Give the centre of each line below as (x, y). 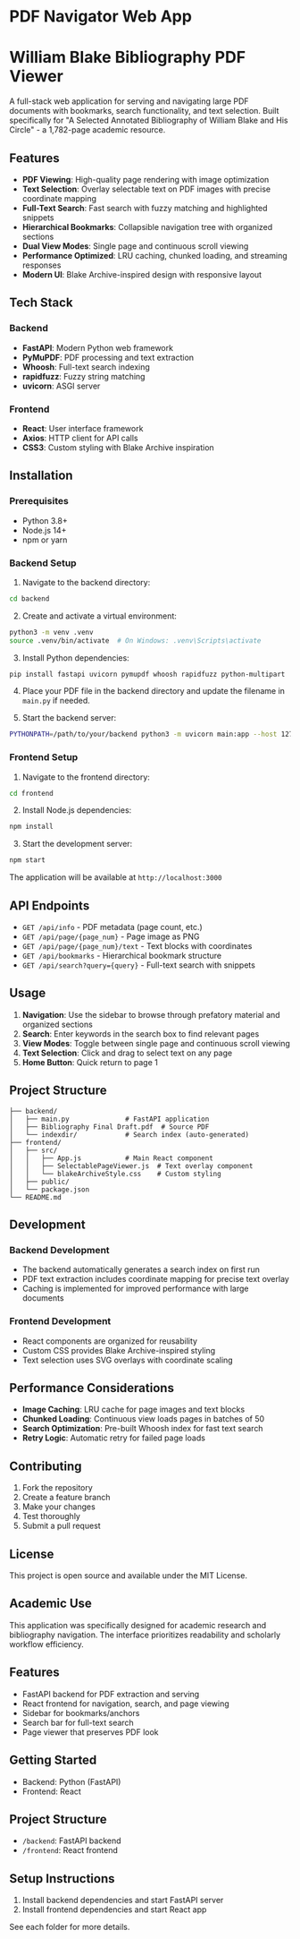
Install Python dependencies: (75, 658)
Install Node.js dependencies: (77, 810)
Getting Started (53, 1760)
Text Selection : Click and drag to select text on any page (127, 1053)
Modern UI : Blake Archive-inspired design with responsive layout (142, 274)
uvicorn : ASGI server (61, 386)
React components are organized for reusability (110, 1341)
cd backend (29, 598)
